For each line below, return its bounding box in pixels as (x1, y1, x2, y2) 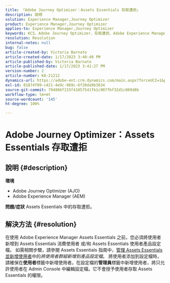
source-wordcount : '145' (5, 97, 58, 102)
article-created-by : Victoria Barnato (5, 50, 87, 55)
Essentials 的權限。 (5, 272, 46, 278)
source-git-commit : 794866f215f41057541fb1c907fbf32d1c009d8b (5, 87, 139, 92)
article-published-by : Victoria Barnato (5, 59, 92, 64)
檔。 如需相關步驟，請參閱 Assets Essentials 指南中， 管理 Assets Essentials (5, 247, 163, 253)
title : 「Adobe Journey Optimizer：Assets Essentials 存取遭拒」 (5, 7, 141, 13)
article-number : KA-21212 (5, 73, 60, 78)
